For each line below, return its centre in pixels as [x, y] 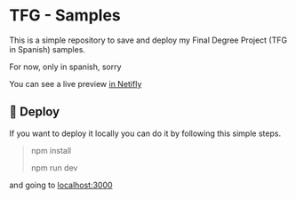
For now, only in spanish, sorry [65, 67]
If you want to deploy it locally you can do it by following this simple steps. [145, 133]
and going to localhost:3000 [61, 185]
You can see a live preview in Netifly [76, 84]
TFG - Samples [65, 16]
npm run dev [54, 167]
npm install [51, 150]
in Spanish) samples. [48, 49]
